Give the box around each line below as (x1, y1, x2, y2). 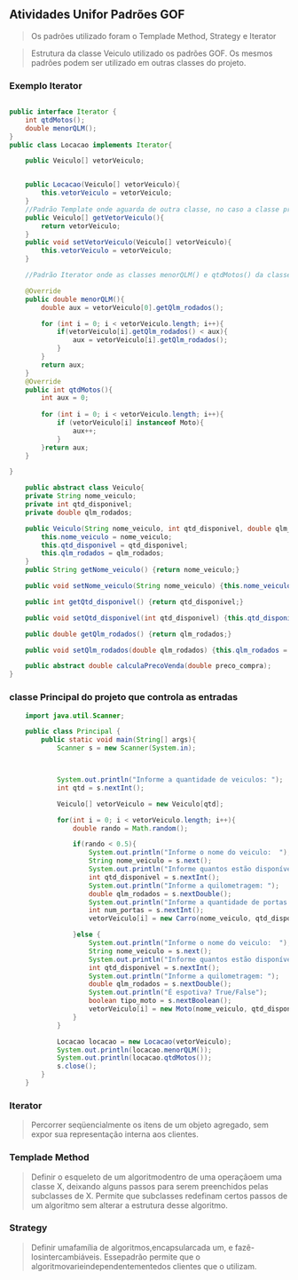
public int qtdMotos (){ (25, 386, 114, 394)
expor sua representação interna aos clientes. (30, 1129, 200, 1140)
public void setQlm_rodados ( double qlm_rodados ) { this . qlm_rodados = (25, 646, 288, 655)
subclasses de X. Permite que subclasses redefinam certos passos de (30, 1190, 288, 1201)
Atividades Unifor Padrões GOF (9, 7, 185, 22)
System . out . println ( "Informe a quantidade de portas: (88, 897, 292, 907)
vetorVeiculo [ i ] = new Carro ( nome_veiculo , (88, 914, 252, 923)
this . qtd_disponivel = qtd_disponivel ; (41, 541, 189, 550)
